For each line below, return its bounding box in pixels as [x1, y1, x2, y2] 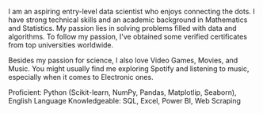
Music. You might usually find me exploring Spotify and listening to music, [8, 64, 250, 73]
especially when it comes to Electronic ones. [8, 73, 154, 81]
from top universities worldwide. [8, 40, 114, 50]
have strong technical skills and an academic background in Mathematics [8, 15, 248, 24]
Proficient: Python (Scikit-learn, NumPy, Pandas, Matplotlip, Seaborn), [8, 88, 237, 97]
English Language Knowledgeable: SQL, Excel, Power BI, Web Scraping [8, 96, 242, 105]
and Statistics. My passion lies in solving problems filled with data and [8, 24, 237, 32]
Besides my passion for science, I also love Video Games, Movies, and [8, 55, 238, 65]
